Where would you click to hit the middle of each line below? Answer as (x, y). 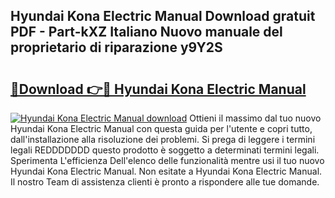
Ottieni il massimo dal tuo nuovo (255, 118)
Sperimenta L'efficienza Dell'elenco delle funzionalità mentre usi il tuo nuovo (167, 160)
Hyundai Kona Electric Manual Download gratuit (163, 16)
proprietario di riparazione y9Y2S (116, 47)
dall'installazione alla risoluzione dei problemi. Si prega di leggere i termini (163, 139)
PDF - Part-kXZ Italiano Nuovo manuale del (146, 32)
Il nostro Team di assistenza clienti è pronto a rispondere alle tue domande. (165, 182)
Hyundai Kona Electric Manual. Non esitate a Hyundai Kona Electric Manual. (166, 171)
